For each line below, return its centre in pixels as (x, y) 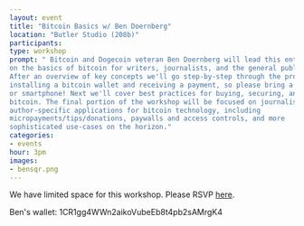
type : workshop (38, 52)
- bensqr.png (34, 169)
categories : (32, 136)
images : (24, 160)
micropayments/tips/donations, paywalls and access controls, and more (147, 118)
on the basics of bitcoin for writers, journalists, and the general (143, 69)
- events (26, 144)
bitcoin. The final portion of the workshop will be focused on (133, 102)
